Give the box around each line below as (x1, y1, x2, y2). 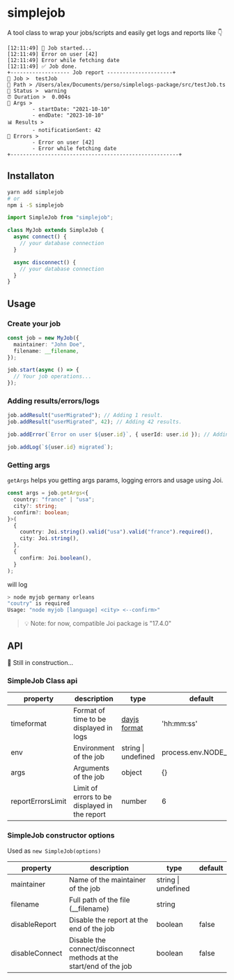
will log (7, 580, 28, 588)
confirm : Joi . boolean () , (19, 554, 92, 562)
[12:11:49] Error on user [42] (7, 50, 98, 57)
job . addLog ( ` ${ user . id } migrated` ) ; (7, 444, 114, 451)
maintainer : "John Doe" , (13, 341, 86, 348)
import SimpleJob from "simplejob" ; (7, 214, 114, 221)
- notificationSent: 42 (32, 126, 101, 133)
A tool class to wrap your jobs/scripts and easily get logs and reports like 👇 (7, 28, 223, 36)
